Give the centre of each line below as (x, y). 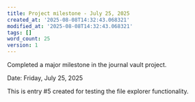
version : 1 (23, 45)
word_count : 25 (29, 39)
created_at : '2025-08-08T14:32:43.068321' (68, 20)
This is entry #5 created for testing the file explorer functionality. (98, 91)
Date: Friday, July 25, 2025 (45, 78)
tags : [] (19, 33)
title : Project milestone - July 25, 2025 (68, 13)
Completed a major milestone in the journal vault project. (87, 65)
